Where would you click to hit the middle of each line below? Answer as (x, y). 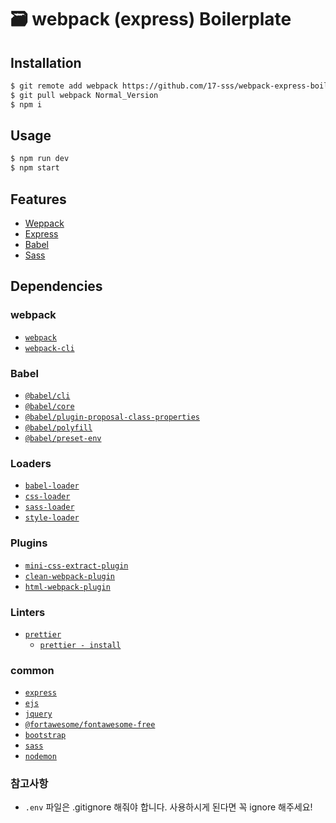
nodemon (40, 757)
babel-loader (52, 486)
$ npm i (26, 104)
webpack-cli (49, 348)
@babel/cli (47, 396)
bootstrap (45, 736)
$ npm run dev (40, 159)
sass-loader (49, 507)
